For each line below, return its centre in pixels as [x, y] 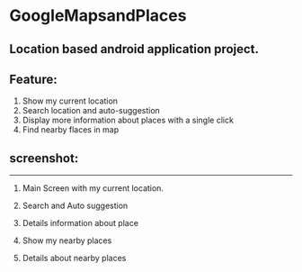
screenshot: [44, 158]
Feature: [33, 79]
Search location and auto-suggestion [91, 111]
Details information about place [80, 223]
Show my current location [70, 101]
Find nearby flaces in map [71, 130]
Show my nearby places [67, 240]
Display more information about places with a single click [128, 120]
